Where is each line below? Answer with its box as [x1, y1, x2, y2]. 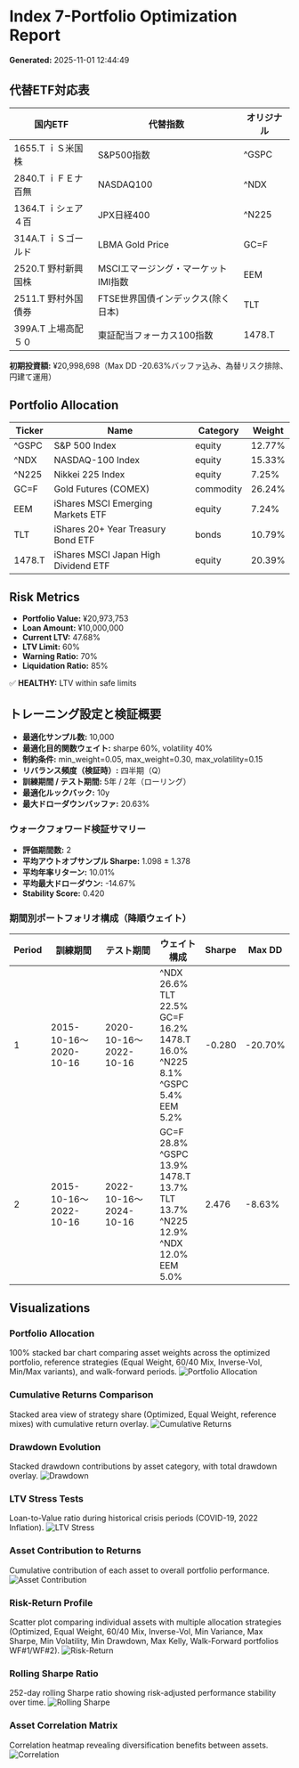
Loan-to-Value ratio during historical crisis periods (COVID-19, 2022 [9, 1512, 258, 1524]
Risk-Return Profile [9, 1596, 93, 1609]
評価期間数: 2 [21, 844, 71, 856]
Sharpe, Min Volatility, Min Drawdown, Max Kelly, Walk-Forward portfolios [9, 1635, 279, 1646]
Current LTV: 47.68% [21, 632, 101, 643]
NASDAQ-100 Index [53, 453, 141, 466]
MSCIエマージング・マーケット [97, 262, 228, 274]
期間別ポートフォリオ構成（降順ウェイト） [9, 912, 192, 925]
